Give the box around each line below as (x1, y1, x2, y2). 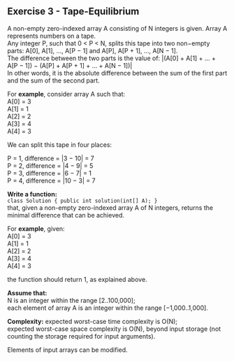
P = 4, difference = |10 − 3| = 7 (7, 176, 96, 185)
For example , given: (7, 224, 65, 233)
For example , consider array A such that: (7, 90, 126, 98)
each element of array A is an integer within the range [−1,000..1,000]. (7, 304, 208, 312)
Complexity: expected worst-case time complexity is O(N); (7, 317, 178, 325)
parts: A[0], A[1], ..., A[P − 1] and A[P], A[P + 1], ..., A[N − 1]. (7, 46, 178, 55)
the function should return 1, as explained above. (7, 275, 148, 283)
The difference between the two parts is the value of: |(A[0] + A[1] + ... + (7, 54, 217, 62)
